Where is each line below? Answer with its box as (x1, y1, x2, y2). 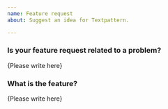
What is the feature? (7, 78, 78, 88)
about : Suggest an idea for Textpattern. (7, 17, 130, 24)
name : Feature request (7, 10, 73, 17)
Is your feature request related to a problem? (7, 46, 162, 56)
